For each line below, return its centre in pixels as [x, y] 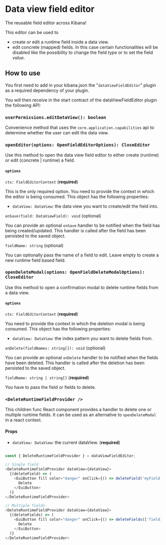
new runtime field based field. [35, 260]
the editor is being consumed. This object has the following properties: [77, 197]
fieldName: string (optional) [34, 245]
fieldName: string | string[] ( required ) [47, 378]
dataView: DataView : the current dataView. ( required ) [66, 442]
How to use [23, 73]
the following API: [23, 105]
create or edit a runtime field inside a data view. [61, 42]
